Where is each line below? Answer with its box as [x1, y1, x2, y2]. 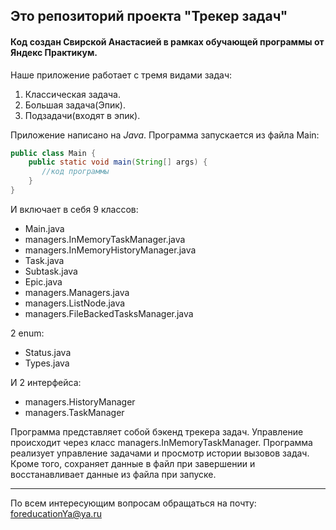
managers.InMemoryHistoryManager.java [24, 244, 197, 256]
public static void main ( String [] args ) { [28, 157, 208, 168]
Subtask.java [24, 265, 78, 277]
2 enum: [10, 327, 45, 339]
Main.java [24, 222, 65, 234]
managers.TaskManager [24, 406, 125, 418]
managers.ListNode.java [24, 297, 126, 309]
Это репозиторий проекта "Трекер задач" [10, 8, 288, 25]
